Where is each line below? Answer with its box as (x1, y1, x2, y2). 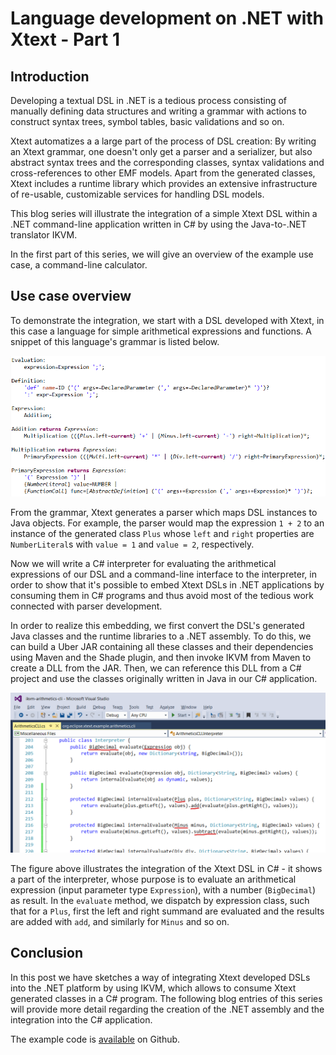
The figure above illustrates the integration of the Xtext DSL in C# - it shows (10, 862, 323, 874)
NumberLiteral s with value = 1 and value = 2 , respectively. (10, 538, 255, 551)
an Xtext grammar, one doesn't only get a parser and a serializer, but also (10, 146, 313, 157)
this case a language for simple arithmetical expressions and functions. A (10, 325, 312, 337)
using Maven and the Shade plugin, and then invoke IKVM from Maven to (10, 652, 312, 664)
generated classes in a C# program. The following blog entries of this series (10, 992, 323, 1004)
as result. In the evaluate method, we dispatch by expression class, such (10, 894, 310, 906)
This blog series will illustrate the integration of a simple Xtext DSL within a (10, 208, 318, 219)
